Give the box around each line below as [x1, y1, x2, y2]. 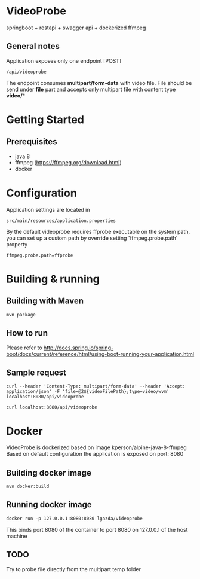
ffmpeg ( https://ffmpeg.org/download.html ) [14, 159, 122, 166]
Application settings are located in [6, 206, 90, 213]
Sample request [6, 367, 67, 377]
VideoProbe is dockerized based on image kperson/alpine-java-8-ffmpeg [6, 444, 187, 451]
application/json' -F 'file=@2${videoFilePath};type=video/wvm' [6, 389, 170, 395]
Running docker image [6, 499, 93, 510]
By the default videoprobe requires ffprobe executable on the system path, [6, 228, 190, 235]
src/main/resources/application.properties [6, 217, 116, 224]
